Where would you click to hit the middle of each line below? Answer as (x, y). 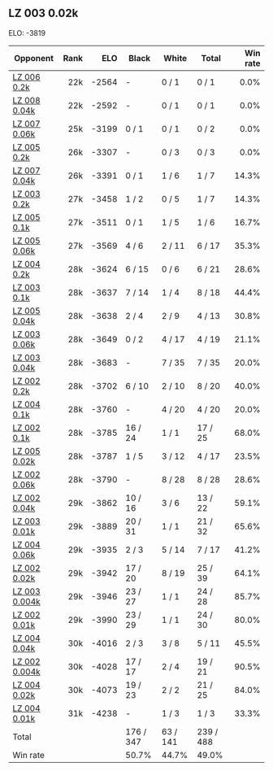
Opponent (34, 58)
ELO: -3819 (27, 33)
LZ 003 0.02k (43, 13)
